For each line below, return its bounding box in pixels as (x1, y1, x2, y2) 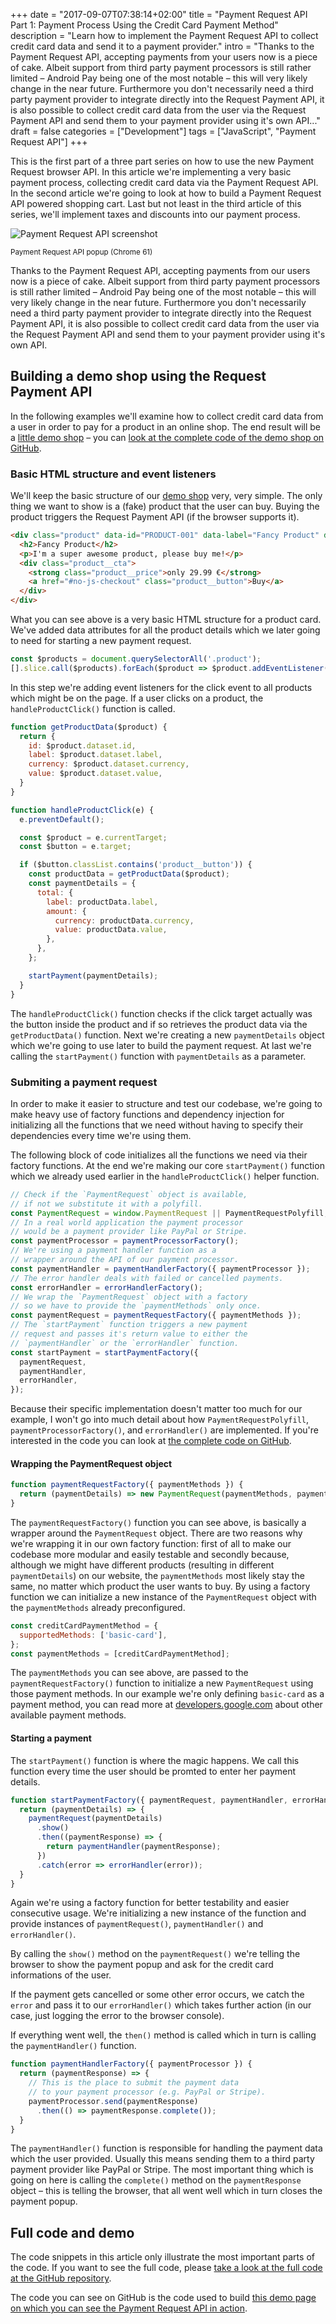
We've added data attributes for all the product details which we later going (10, 624, 321, 636)
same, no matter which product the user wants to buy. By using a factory (10, 1580, 311, 1592)
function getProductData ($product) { (10, 722, 168, 732)
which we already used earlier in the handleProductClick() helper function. (10, 1170, 320, 1182)
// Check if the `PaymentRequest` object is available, (10, 1189, 248, 1199)
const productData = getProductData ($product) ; (28, 869, 230, 879)
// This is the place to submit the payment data (28, 2078, 240, 2088)
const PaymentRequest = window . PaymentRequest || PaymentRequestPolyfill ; (10, 1208, 329, 1218)
